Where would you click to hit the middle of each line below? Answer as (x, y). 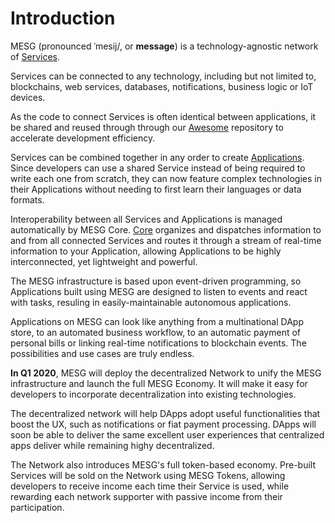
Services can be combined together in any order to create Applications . (157, 157)
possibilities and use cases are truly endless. (102, 353)
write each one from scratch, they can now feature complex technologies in (166, 178)
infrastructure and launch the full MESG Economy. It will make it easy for (159, 383)
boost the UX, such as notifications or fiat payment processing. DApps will (163, 424)
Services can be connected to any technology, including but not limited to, (163, 76)
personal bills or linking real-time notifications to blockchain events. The (158, 343)
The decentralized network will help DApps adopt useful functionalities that (165, 413)
